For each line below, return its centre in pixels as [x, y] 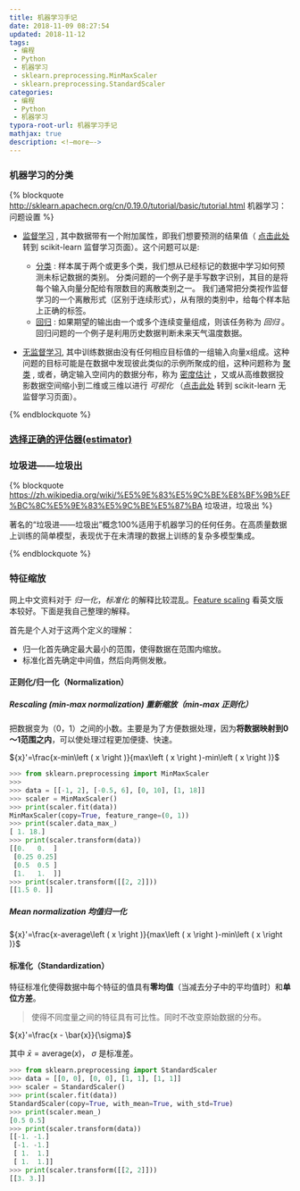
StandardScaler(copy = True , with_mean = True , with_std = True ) [121, 1103]
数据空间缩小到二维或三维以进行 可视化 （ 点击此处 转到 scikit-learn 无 [158, 386]
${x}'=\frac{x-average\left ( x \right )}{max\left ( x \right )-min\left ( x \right [146, 935]
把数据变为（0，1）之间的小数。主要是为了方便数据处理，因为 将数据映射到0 [149, 728]
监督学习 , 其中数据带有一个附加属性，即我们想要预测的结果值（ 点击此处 [156, 236]
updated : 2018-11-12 [48, 34]
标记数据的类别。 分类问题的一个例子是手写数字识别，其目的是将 [170, 277]
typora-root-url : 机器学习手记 [63, 126]
